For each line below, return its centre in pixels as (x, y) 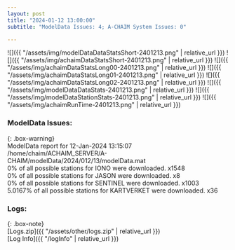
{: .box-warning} (31, 138)
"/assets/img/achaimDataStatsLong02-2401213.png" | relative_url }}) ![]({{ (114, 83)
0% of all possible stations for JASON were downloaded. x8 (94, 175)
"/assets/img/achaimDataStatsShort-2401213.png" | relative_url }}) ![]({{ (125, 60)
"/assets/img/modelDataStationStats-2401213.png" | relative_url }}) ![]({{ (112, 97)
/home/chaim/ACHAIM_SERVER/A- (57, 153)
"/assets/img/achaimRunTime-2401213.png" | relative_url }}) (94, 105)
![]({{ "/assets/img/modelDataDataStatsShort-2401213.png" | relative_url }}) (116, 53)
